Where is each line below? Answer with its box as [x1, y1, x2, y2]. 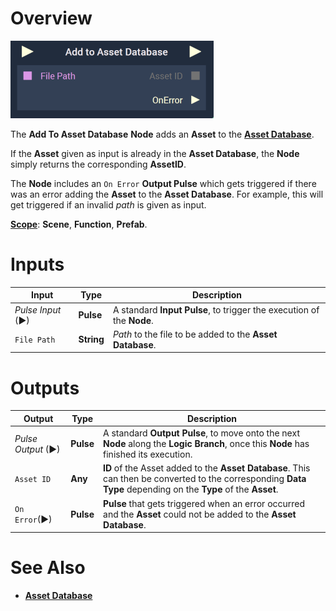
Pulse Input [14, 303, 62, 316]
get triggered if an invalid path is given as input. [10, 198, 207, 211]
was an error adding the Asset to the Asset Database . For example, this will [10, 188, 324, 200]
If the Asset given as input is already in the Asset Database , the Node [10, 147, 300, 159]
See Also [10, 557, 86, 579]
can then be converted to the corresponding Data [103, 473, 307, 485]
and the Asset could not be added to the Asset [103, 508, 297, 520]
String [78, 333, 105, 346]
